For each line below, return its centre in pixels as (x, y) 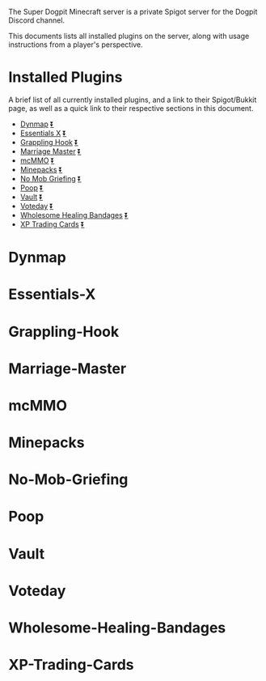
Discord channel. (37, 20)
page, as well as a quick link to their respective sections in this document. (131, 108)
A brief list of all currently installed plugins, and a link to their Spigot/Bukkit (133, 100)
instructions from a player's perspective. (76, 45)
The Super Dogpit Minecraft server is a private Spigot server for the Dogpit (133, 12)
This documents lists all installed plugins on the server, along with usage (129, 36)
